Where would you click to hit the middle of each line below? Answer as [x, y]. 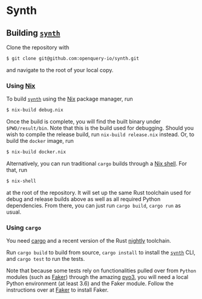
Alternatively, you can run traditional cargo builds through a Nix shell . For [97, 163]
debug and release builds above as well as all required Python [83, 199]
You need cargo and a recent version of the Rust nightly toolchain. [89, 241]
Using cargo [24, 228]
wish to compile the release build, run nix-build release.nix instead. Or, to [100, 134]
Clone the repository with [38, 47]
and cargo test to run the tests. [46, 259]
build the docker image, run [40, 141]
